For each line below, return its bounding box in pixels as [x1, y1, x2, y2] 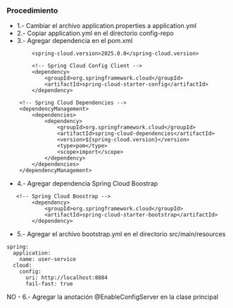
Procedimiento [6, 6, 58, 15]
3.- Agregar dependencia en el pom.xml [16, 37, 133, 45]
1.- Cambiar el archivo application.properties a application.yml [16, 22, 197, 30]
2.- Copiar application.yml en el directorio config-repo [16, 29, 174, 37]
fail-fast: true [25, 281, 73, 288]
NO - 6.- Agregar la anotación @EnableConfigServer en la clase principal [6, 293, 219, 301]
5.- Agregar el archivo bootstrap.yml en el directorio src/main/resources [16, 230, 226, 238]
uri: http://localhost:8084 [25, 274, 108, 281]
